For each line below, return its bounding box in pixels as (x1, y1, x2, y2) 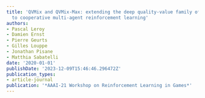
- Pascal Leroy (6, 26, 45, 32)
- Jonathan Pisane (6, 49, 53, 55)
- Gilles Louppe (6, 43, 48, 49)
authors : (6, 20, 29, 26)
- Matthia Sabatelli (6, 54, 59, 60)
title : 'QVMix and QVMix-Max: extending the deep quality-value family (6, 9, 192, 15)
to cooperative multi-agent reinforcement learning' (12, 15, 149, 21)
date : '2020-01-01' (6, 60, 56, 66)
